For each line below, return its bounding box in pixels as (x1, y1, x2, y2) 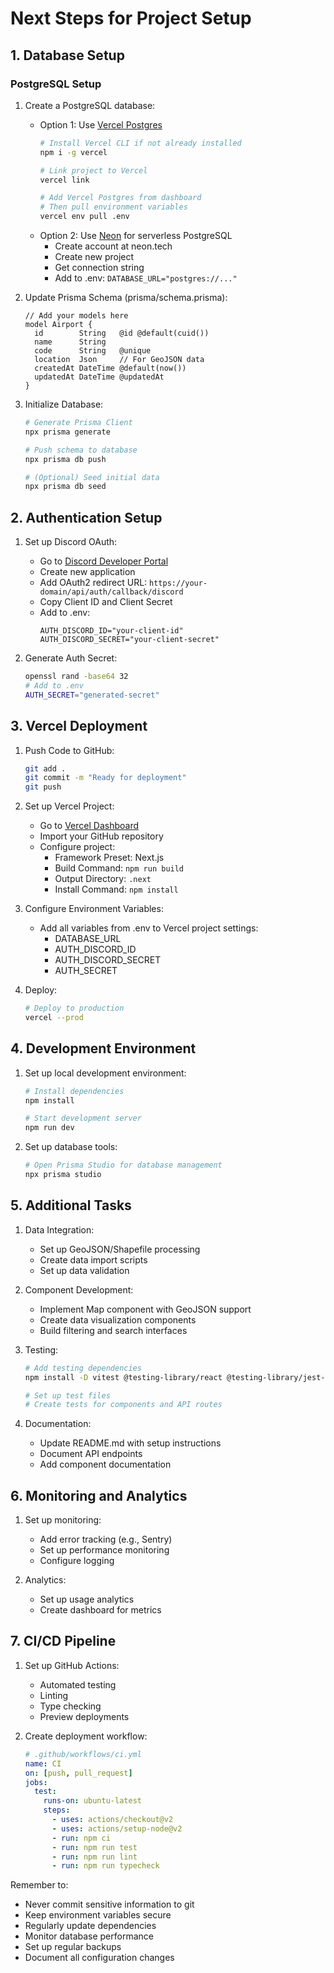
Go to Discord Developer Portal (39, 555, 169, 567)
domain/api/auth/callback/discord (39, 587, 184, 597)
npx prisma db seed (24, 482, 107, 492)
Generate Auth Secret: (24, 652, 118, 664)
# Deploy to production (24, 1003, 125, 1014)
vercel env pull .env (39, 212, 130, 222)
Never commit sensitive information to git (24, 1898, 195, 1911)
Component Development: (24, 1283, 134, 1296)
